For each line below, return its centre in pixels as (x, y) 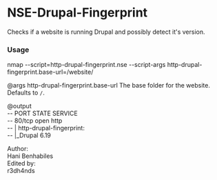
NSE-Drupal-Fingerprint (77, 13)
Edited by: (21, 163)
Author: (18, 149)
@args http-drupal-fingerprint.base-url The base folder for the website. (108, 86)
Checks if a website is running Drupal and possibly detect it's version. (106, 32)
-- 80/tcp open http (35, 121)
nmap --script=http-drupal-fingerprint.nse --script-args (86, 65)
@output (20, 106)
